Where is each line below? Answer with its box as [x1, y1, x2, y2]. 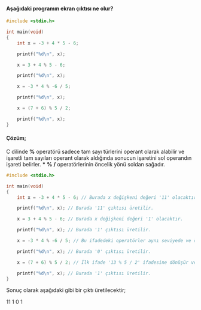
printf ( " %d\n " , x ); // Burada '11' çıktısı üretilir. [17, 205, 154, 211]
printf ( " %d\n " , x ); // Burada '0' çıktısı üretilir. [17, 248, 151, 255]
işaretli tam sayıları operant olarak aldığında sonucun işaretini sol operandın [6, 154, 192, 162]
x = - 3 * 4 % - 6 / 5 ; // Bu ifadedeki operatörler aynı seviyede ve [17, 238, 191, 244]
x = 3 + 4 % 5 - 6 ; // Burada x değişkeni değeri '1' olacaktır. [17, 216, 184, 222]
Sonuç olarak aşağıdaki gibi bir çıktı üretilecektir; [6, 287, 126, 294]
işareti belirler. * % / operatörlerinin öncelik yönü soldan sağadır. [6, 160, 166, 168]
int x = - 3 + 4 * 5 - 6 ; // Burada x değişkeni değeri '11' [17, 194, 170, 201]
